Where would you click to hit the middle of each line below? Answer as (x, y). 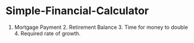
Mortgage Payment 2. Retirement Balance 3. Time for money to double (101, 27)
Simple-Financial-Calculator (77, 11)
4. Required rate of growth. (47, 33)
